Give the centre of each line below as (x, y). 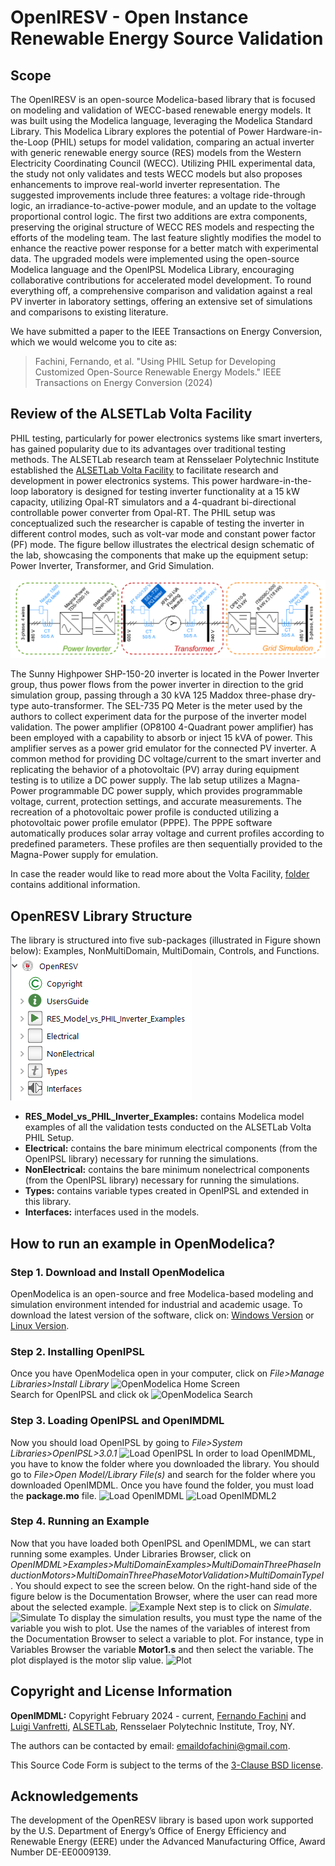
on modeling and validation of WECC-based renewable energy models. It (161, 110)
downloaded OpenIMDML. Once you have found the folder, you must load (162, 1485)
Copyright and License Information (121, 1691)
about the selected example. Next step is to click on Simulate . (161, 1607)
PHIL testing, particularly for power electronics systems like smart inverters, (166, 438)
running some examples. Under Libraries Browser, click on (131, 1553)
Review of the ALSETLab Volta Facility (131, 414)
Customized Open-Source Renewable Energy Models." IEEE (158, 372)
